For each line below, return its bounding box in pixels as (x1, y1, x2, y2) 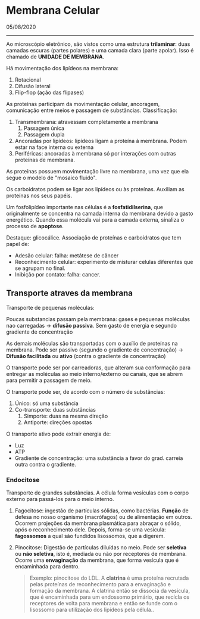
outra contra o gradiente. (14, 461, 76, 468)
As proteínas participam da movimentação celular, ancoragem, (6, 100, 160, 107)
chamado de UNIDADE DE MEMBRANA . (6, 53, 105, 60)
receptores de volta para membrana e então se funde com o (29, 600, 177, 607)
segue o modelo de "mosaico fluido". (6, 174, 97, 181)
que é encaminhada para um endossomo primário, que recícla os (29, 593, 189, 601)
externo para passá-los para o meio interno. (6, 496, 114, 503)
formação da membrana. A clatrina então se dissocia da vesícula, (29, 587, 190, 595)
